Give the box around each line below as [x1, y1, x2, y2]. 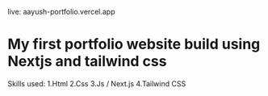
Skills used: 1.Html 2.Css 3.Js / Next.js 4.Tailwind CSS [7, 78, 186, 88]
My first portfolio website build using [7, 35, 261, 53]
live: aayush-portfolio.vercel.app [7, 7, 115, 16]
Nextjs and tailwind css [7, 52, 167, 71]
